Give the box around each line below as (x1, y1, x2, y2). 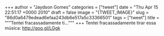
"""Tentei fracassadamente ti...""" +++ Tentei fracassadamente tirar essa (5, 20, 156, 26)
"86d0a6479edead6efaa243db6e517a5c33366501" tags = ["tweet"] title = (5, 15, 159, 20)
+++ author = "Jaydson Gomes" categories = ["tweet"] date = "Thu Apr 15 (5, 4, 158, 10)
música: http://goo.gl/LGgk (5, 25, 61, 31)
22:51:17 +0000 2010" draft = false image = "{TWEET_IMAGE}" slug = (5, 9, 149, 15)
